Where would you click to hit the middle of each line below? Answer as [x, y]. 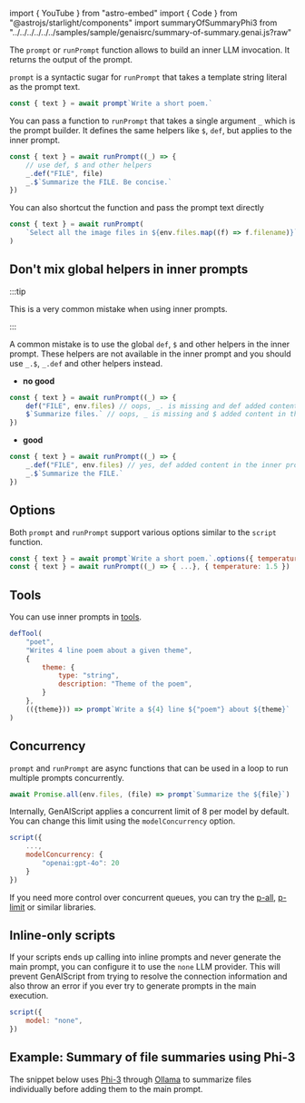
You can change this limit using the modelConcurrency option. [123, 821]
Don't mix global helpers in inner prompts [129, 270]
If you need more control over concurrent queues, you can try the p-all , [143, 897]
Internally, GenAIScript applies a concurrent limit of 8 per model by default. [149, 812]
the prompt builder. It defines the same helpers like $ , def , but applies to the [151, 130]
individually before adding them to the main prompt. [106, 1088]
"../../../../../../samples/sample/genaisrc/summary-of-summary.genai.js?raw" [151, 32]
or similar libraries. [62, 907]
